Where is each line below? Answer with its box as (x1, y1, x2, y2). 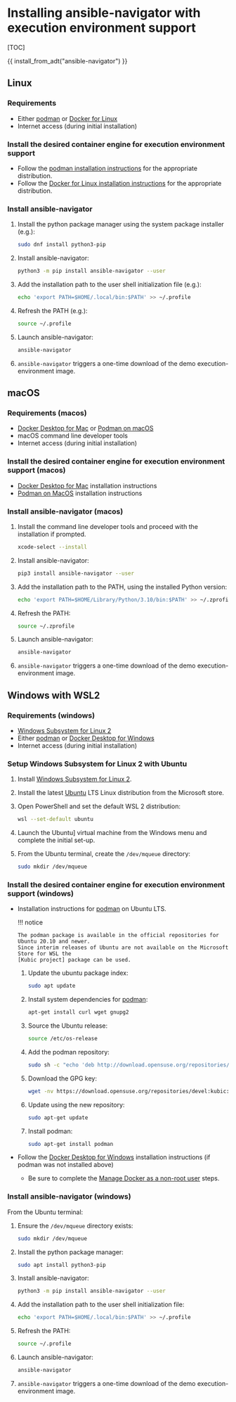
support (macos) (7, 466, 66, 476)
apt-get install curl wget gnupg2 (27, 1009, 129, 1016)
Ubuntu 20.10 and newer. (17, 938, 91, 945)
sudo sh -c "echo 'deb (27, 1061, 95, 1069)
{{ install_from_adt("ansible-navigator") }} (7, 56, 128, 65)
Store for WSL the (17, 950, 72, 957)
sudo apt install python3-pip (17, 1261, 107, 1268)
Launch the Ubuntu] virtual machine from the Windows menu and (17, 829, 207, 837)
